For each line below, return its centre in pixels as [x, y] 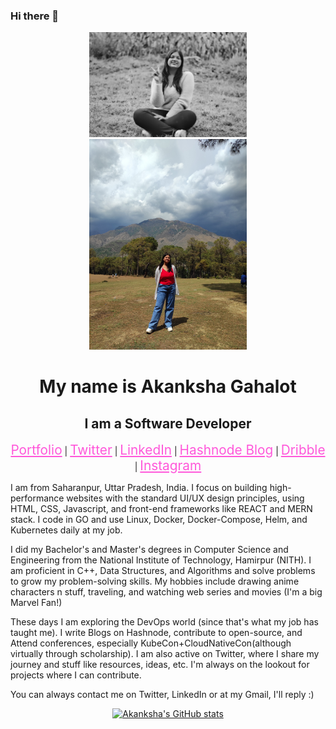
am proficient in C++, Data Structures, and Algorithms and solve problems [163, 570]
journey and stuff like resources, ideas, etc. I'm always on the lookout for [160, 664]
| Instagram [168, 465]
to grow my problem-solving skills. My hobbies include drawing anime [155, 581]
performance [37, 498]
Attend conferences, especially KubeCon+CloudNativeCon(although [151, 643]
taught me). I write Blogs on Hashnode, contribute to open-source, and [156, 632]
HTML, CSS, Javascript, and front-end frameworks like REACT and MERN [161, 508]
